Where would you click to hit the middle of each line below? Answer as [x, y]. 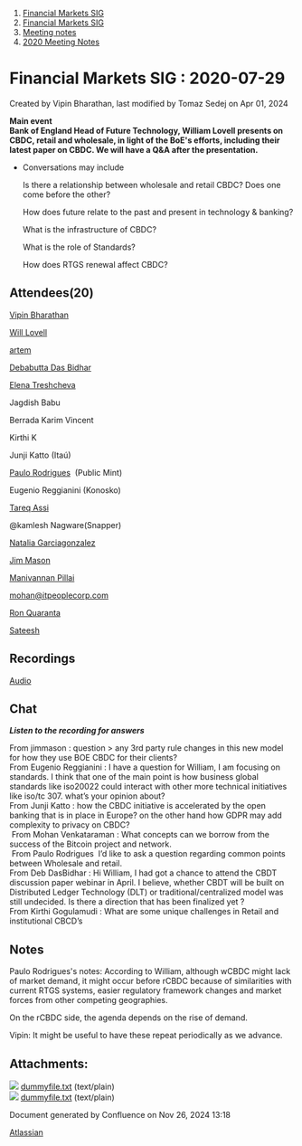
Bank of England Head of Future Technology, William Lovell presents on [146, 130]
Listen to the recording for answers [77, 731]
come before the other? [66, 194]
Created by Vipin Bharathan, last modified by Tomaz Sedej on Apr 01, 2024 [149, 103]
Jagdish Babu [35, 403]
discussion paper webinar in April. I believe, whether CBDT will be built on [147, 883]
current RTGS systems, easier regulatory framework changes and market [146, 990]
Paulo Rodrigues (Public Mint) [66, 472]
